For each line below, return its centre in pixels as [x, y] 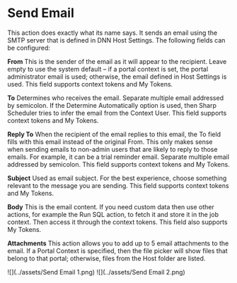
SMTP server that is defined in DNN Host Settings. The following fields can [116, 40]
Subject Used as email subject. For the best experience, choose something [117, 178]
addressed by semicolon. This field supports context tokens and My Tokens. [118, 164]
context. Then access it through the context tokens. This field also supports [117, 222]
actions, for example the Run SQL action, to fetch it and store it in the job [113, 214]
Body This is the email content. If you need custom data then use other [111, 206]
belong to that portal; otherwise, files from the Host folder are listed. [106, 258]
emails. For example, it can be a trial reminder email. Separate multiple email [118, 157]
